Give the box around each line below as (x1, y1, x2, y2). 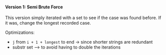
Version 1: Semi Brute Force (5, 4, 63, 10)
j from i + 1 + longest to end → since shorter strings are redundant (12, 39, 153, 45)
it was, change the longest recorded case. (5, 20, 91, 26)
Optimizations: (5, 29, 35, 35)
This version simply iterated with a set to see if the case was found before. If (5, 15, 162, 21)
